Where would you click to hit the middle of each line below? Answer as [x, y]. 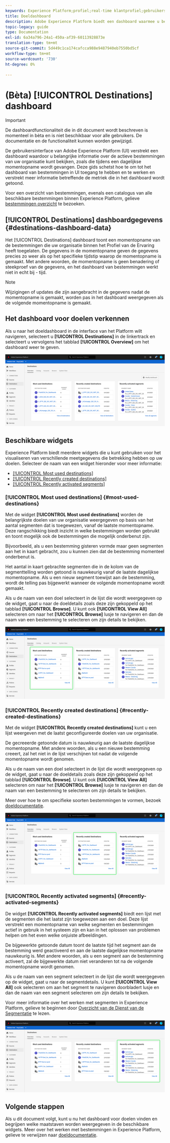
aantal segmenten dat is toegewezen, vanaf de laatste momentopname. [80, 525]
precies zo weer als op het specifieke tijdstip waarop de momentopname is [83, 256]
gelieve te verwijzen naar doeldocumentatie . [51, 1135]
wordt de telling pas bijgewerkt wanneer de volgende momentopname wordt [85, 583]
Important [15, 120]
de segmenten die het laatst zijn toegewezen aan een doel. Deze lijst [77, 919]
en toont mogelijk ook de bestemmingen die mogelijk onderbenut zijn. [78, 536]
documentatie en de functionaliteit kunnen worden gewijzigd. [69, 141]
